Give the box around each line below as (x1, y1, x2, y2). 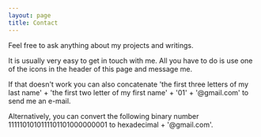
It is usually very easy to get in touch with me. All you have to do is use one (8, 56, 253, 65)
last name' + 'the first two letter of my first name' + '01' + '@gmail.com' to (8, 87, 249, 97)
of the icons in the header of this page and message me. (8, 64, 192, 73)
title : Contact (8, 19, 59, 27)
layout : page (8, 11, 51, 20)
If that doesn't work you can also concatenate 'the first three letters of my (8, 80, 249, 89)
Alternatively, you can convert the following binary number (8, 111, 199, 120)
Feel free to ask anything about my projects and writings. (8, 40, 194, 50)
